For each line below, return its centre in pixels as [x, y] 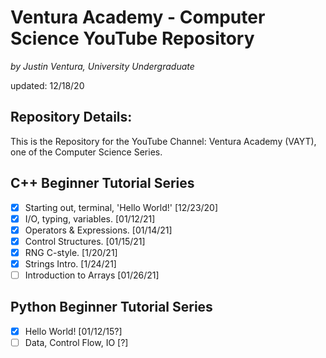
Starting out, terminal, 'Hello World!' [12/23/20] [121, 207]
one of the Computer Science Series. [86, 152]
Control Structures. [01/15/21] [85, 241]
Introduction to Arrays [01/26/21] [92, 275]
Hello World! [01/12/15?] [73, 331]
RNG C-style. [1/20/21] [71, 252]
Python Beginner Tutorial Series [111, 307]
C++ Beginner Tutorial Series [102, 183]
